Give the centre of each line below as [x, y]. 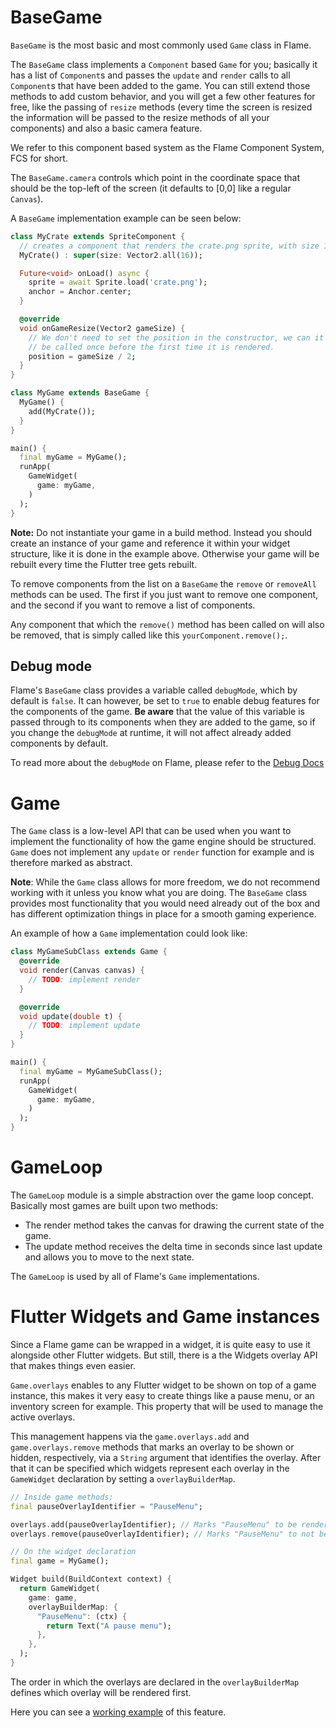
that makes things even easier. [73, 1365]
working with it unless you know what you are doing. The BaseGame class [159, 893]
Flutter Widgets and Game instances [165, 1317]
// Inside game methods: [62, 1497]
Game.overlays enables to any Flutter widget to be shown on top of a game [163, 1385]
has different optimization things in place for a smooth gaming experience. [163, 914]
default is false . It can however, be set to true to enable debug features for [165, 701]
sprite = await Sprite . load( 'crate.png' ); [118, 282]
